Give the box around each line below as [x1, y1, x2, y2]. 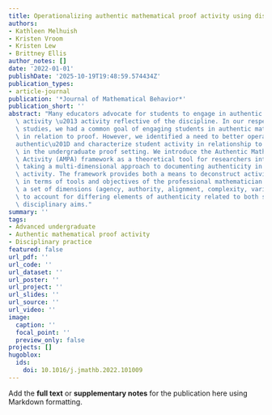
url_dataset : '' [8, 268, 63, 276]
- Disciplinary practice [8, 238, 92, 246]
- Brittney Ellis [8, 49, 67, 58]
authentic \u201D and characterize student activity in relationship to [15, 139, 263, 148]
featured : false [8, 246, 63, 254]
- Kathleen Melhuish [8, 27, 79, 35]
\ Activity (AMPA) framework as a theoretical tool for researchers [15, 155, 252, 163]
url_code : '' [8, 260, 53, 268]
